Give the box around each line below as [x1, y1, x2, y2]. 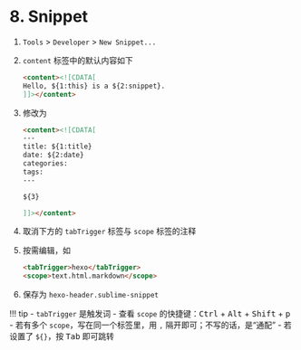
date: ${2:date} [22, 151, 84, 160]
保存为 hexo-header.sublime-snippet [22, 289, 160, 300]
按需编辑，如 [22, 245, 71, 256]
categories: [22, 159, 68, 168]
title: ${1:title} [22, 142, 92, 151]
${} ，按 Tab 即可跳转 [34, 331, 115, 342]
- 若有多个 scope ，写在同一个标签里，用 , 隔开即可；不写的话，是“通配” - [9, 319, 282, 331]
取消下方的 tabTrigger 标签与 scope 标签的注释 [22, 226, 197, 237]
